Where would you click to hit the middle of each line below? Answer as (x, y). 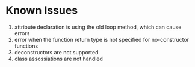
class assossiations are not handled (59, 59)
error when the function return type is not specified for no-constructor (102, 39)
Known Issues (42, 10)
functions (26, 46)
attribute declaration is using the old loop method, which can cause (98, 27)
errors (22, 33)
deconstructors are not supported (56, 52)
